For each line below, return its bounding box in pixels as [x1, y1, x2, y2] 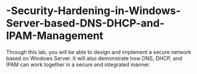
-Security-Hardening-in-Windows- [6, 4, 181, 18]
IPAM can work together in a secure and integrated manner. [6, 60, 151, 68]
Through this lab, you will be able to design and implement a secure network [6, 48, 192, 55]
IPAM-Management [6, 29, 104, 42]
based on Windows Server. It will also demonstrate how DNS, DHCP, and [6, 55, 182, 62]
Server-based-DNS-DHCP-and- [6, 16, 165, 30]
